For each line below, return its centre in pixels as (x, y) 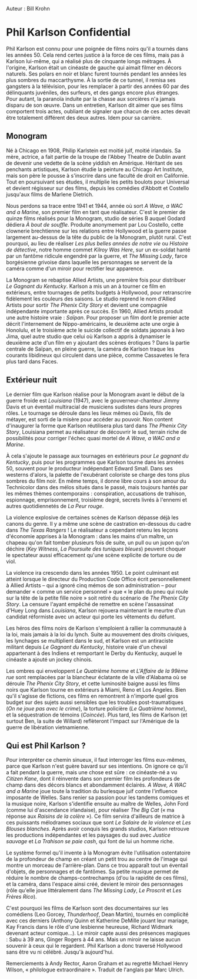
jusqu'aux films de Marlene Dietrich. (50, 194)
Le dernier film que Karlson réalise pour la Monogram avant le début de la (95, 394)
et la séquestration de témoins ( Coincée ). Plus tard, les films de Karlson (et (97, 715)
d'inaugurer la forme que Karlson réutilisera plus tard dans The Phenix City (96, 425)
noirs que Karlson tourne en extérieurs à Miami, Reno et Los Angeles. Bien (96, 689)
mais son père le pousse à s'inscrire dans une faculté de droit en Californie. (98, 175)
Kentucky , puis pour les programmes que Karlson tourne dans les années (95, 462)
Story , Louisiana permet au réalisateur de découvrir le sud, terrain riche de (96, 432)
